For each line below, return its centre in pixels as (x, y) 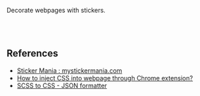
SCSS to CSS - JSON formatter (62, 85)
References (32, 53)
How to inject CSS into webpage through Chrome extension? (105, 78)
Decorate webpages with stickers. (56, 10)
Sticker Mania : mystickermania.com (69, 71)
